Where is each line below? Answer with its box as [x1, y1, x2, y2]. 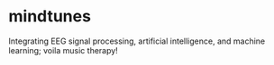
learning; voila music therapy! [8, 45, 118, 55]
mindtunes [8, 6, 92, 27]
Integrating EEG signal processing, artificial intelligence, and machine [8, 36, 266, 46]
